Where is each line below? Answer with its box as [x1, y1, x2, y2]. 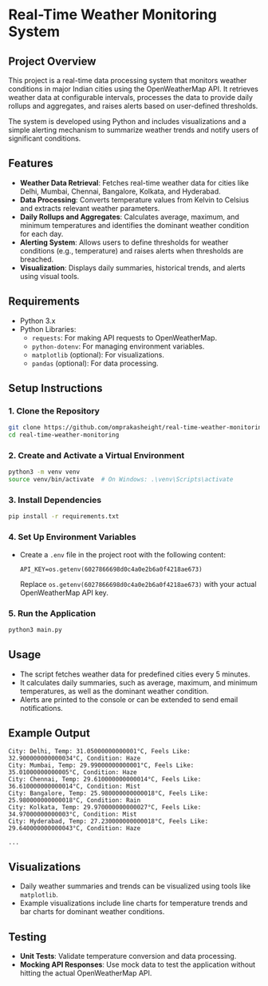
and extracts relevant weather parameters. [19, 203, 160, 213]
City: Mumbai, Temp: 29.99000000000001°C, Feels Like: [8, 761, 195, 769]
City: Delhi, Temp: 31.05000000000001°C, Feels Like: [8, 748, 191, 756]
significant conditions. [8, 134, 81, 143]
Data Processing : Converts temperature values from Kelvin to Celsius [19, 194, 250, 205]
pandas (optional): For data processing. [31, 358, 159, 368]
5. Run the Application [8, 608, 97, 619]
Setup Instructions [8, 381, 103, 395]
